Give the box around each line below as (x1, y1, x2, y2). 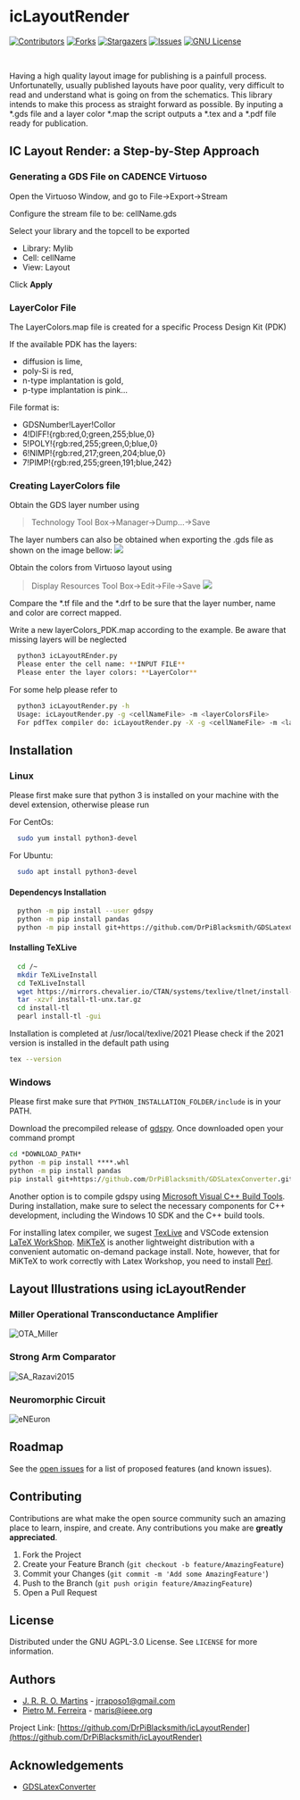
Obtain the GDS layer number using (9, 500, 140, 511)
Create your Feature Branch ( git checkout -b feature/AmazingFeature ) (21, 1558, 285, 1569)
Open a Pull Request (21, 1587, 98, 1597)
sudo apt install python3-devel (17, 868, 138, 877)
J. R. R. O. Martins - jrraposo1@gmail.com (21, 1696, 176, 1706)
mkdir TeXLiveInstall (17, 971, 98, 979)
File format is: (9, 402, 60, 412)
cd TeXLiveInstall (17, 979, 87, 987)
